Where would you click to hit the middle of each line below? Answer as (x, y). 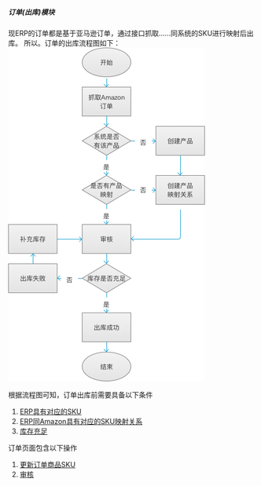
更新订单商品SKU (48, 464)
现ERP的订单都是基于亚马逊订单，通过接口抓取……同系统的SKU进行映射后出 (131, 33)
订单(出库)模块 (31, 12)
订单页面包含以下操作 (42, 448)
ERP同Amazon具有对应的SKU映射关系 (81, 421)
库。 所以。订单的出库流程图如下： (64, 42)
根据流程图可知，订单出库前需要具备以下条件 (81, 395)
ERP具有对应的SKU (50, 411)
